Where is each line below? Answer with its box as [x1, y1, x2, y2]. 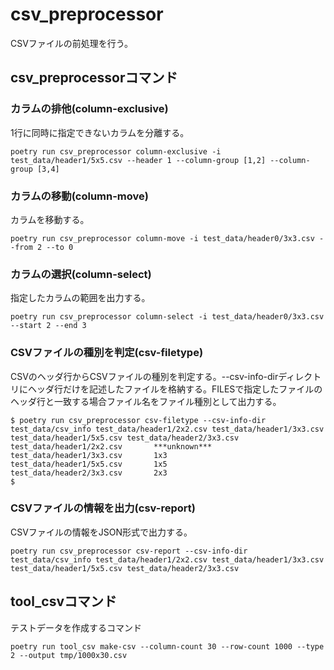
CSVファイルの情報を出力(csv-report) [10, 501, 196, 515]
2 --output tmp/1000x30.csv [10, 650, 128, 660]
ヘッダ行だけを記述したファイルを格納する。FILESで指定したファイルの [27, 383, 323, 395]
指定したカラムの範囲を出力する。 [10, 292, 151, 304]
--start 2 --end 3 [10, 321, 87, 331]
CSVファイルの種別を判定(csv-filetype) [10, 346, 204, 360]
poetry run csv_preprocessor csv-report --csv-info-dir [10, 546, 248, 556]
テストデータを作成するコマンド [10, 621, 142, 633]
